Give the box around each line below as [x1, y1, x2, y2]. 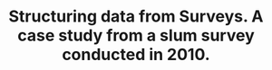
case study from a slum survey [16, 25, 256, 46]
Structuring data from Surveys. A [8, 6, 264, 27]
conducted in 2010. [62, 45, 210, 65]
